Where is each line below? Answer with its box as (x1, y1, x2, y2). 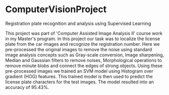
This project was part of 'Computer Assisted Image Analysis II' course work (5, 30, 163, 36)
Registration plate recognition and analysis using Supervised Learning (5, 20, 151, 26)
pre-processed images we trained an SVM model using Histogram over (5, 68, 153, 74)
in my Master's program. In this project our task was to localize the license (5, 36, 160, 42)
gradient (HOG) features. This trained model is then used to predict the (5, 73, 153, 79)
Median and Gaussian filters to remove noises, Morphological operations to (5, 57, 162, 63)
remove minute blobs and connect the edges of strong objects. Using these (5, 62, 163, 69)
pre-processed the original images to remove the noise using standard (5, 46, 152, 52)
